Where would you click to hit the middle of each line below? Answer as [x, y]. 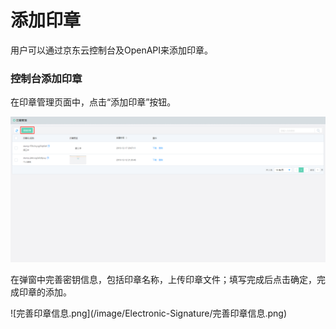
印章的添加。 [45, 292]
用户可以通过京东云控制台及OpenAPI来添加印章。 [112, 50]
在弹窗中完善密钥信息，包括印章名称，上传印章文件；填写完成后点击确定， [163, 279]
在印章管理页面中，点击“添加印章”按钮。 [93, 102]
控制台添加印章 [46, 78]
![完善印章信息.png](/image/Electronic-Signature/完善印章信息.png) [149, 313]
